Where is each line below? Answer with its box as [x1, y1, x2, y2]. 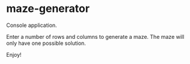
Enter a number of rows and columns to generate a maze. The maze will [6, 33, 185, 40]
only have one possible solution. [6, 39, 86, 47]
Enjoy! [6, 51, 22, 58]
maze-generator [6, 2, 90, 16]
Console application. [6, 22, 57, 29]
